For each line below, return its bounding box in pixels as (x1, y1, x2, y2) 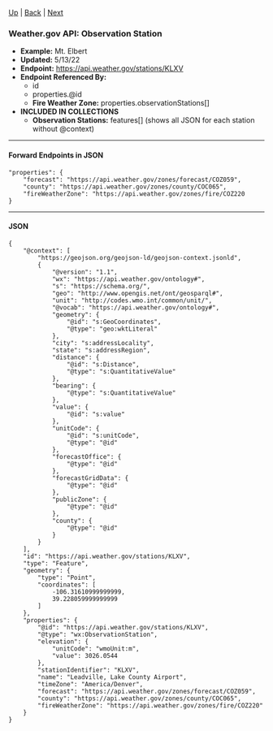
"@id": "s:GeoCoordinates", (66, 318, 162, 326)
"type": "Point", (37, 573, 96, 582)
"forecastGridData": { (51, 474, 129, 482)
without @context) (32, 124, 95, 134)
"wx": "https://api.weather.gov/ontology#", (51, 275, 206, 283)
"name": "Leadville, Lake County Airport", (37, 673, 187, 681)
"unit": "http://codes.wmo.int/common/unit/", (51, 296, 213, 305)
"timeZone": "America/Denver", (37, 680, 144, 688)
